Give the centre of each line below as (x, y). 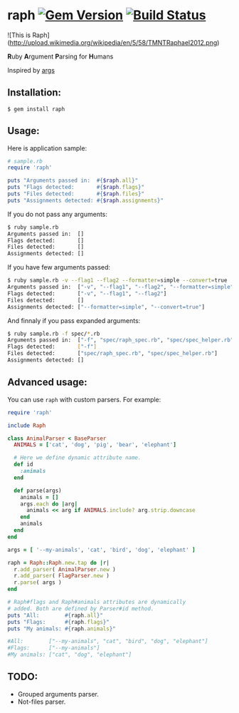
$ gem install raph (36, 109)
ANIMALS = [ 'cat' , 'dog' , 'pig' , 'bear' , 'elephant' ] (95, 445)
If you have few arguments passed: (59, 267)
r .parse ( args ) (38, 583)
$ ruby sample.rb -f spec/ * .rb (54, 334)
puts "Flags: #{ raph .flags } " (59, 622)
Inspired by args (31, 70)
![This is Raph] (28, 35)
